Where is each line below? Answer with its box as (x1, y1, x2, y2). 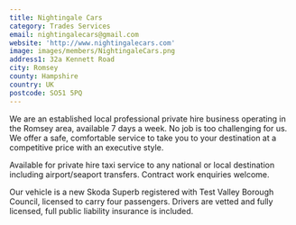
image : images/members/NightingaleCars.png (9, 47, 176, 56)
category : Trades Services (9, 22, 111, 31)
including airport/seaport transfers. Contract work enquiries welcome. (9, 168, 270, 180)
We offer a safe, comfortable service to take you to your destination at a (9, 132, 277, 143)
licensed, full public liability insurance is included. (9, 205, 194, 216)
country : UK (9, 80, 54, 89)
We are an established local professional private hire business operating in (9, 113, 286, 124)
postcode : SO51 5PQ (9, 88, 83, 97)
